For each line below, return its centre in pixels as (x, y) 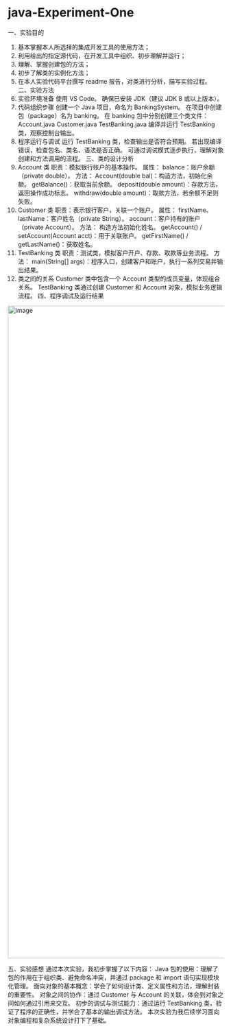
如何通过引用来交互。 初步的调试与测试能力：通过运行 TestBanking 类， (115, 1003)
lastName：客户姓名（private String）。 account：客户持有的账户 (109, 218)
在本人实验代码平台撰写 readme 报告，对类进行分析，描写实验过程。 (114, 81)
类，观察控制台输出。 (48, 132)
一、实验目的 (26, 32)
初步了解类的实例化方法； (54, 73)
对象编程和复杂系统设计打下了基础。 (59, 1020)
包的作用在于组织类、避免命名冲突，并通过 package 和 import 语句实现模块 (114, 977)
